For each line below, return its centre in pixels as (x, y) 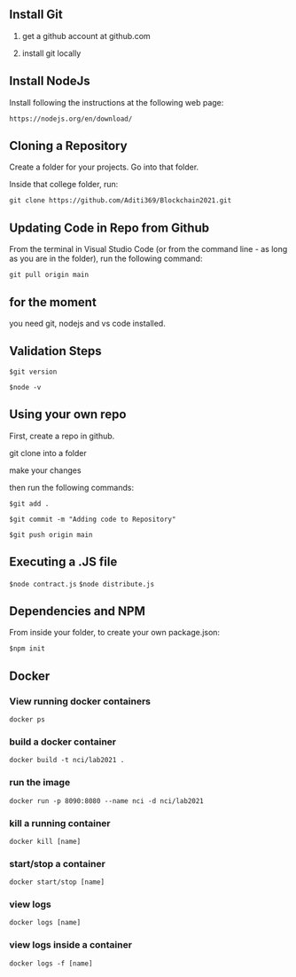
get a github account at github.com (86, 35)
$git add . (29, 504)
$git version (33, 372)
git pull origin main (49, 275)
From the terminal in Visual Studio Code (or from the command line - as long (148, 249)
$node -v (25, 387)
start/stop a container (58, 863)
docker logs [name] (45, 923)
